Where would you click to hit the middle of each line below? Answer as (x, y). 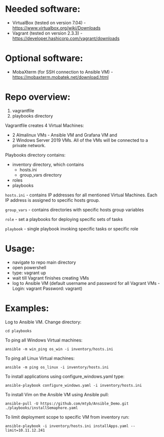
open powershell (29, 267)
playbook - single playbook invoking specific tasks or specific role (72, 229)
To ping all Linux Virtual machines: (40, 358)
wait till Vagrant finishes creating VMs (51, 278)
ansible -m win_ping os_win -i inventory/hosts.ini (59, 349)
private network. (29, 145)
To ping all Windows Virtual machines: (44, 340)
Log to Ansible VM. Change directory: (43, 322)
